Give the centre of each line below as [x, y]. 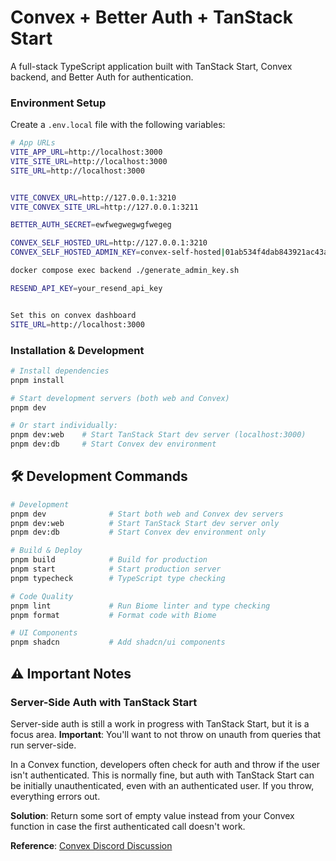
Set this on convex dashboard [73, 315]
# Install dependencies [60, 371]
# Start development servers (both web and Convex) [120, 398]
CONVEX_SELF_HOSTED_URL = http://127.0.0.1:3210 [109, 243]
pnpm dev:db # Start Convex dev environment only [138, 532]
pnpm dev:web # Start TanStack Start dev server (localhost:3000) [158, 435]
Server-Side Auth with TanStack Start [104, 702]
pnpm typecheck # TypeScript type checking [118, 578]
